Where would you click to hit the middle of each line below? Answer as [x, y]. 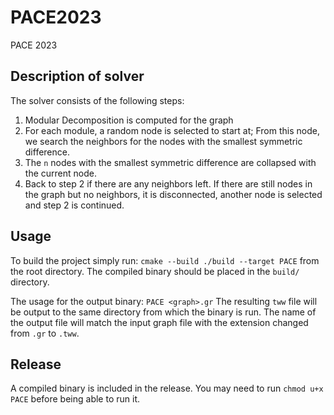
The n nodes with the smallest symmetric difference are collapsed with [170, 162]
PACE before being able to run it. [75, 399]
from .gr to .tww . [45, 333]
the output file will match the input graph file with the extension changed [159, 322]
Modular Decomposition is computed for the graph [129, 120]
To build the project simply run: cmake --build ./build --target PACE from [165, 260]
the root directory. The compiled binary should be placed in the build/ [155, 271]
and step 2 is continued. [74, 205]
